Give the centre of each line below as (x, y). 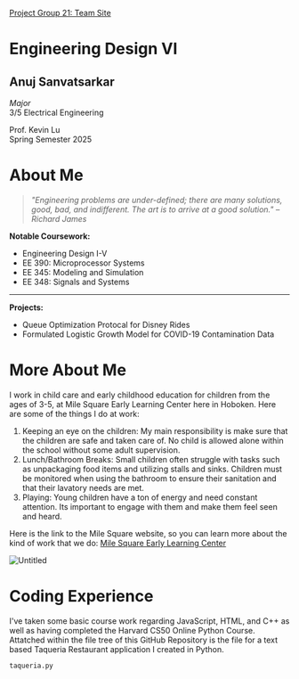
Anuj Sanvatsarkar (62, 82)
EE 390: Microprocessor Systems (83, 263)
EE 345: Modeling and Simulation (83, 272)
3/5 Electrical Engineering (57, 112)
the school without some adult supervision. (101, 450)
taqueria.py (31, 666)
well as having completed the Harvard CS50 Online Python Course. (132, 630)
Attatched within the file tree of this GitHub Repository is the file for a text (144, 640)
